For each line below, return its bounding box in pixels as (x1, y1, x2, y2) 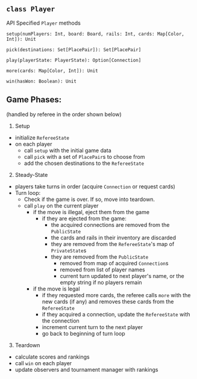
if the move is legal (33, 285, 80, 292)
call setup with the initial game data (23, 147, 111, 154)
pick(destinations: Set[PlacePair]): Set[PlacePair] (6, 46, 142, 53)
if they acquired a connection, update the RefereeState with (42, 310, 190, 318)
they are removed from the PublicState (51, 253, 149, 260)
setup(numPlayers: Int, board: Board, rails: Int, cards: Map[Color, (6, 31, 185, 37)
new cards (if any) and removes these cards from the (42, 298, 174, 305)
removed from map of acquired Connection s (60, 259, 169, 267)
